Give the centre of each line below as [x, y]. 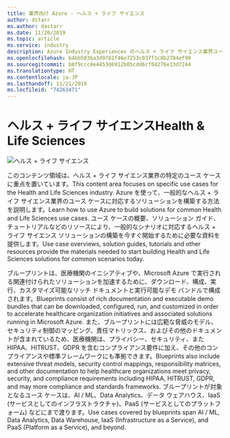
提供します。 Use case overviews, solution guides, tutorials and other [104, 244]
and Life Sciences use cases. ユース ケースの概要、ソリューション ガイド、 [113, 218]
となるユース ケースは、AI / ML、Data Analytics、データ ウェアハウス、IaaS [114, 396]
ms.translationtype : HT [41, 71]
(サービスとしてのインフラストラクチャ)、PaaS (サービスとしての [99, 404]
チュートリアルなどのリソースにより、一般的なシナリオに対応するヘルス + [112, 227]
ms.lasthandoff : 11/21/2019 [47, 84]
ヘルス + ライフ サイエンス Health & [106, 126]
